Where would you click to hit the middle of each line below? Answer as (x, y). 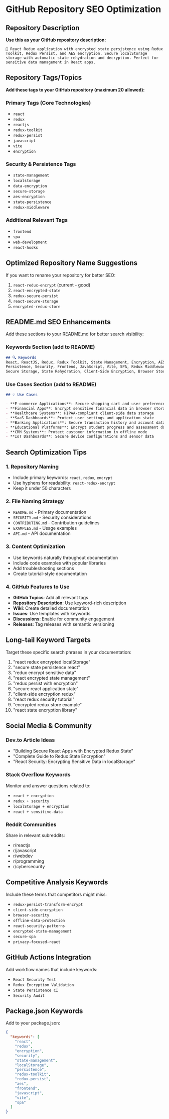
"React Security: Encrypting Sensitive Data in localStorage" (74, 762)
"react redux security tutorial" (44, 699)
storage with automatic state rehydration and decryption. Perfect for (82, 58)
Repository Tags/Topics (44, 78)
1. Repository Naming (32, 467)
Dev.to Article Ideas (30, 740)
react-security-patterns (39, 926)
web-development (30, 242)
